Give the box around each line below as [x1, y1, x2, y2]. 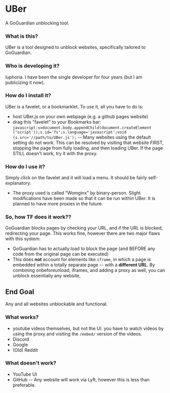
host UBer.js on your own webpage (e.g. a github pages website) [12, 113, 149, 120]
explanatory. [5, 180, 31, 186]
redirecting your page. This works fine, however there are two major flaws [5, 230, 160, 237]
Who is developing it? [5, 62, 60, 69]
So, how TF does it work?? [5, 213, 72, 220]
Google [12, 342, 28, 348]
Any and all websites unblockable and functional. [5, 301, 108, 307]
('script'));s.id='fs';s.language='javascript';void [12, 129, 127, 135]
